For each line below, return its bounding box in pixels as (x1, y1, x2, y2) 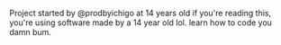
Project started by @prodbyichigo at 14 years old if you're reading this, (9, 8, 272, 18)
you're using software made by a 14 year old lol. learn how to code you (9, 17, 273, 28)
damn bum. (9, 27, 52, 37)
